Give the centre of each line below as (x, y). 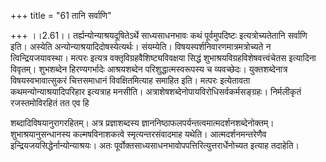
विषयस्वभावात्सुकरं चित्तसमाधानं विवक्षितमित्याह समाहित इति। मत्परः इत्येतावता (130, 80)
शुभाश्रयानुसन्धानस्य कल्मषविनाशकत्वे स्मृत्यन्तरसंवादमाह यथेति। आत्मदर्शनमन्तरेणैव (138, 134)
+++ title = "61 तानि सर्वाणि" (61, 15)
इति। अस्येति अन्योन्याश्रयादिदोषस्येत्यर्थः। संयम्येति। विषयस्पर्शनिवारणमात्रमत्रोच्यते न (141, 46)
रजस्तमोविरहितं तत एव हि (50, 103)
